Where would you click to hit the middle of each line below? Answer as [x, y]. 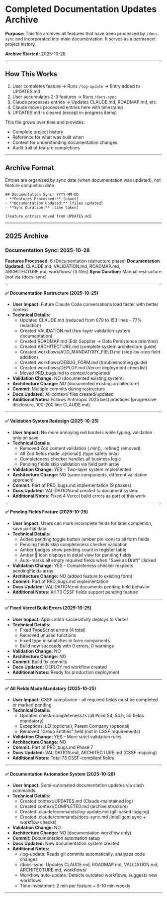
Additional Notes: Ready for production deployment [66, 673]
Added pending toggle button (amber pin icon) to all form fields [84, 539]
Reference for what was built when [48, 137]
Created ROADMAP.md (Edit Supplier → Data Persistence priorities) [89, 341]
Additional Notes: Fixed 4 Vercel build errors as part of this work [79, 496]
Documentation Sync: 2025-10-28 [48, 250]
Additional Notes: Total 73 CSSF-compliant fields [63, 758]
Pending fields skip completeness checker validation [74, 544]
